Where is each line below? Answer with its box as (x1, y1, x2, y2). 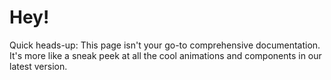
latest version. (9, 60, 68, 72)
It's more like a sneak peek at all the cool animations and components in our (9, 49, 322, 61)
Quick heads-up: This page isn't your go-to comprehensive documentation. (9, 39, 321, 51)
